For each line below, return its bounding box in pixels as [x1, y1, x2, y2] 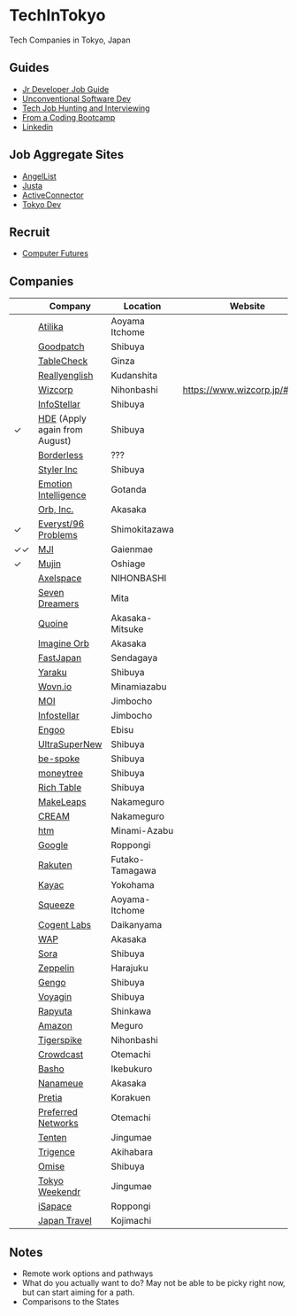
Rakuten [38, 859, 72, 871]
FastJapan [38, 652, 82, 665]
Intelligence [38, 489, 87, 502]
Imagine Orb [38, 637, 90, 650]
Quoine [38, 618, 69, 630]
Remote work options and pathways [21, 1268, 154, 1279]
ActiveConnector [21, 190, 84, 200]
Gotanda [110, 484, 147, 496]
